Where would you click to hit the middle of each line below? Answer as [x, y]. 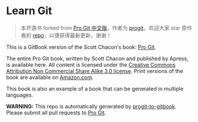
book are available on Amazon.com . [50, 77]
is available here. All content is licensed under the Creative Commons [91, 65]
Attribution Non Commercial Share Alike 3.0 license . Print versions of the [95, 71]
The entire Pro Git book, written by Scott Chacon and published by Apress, [97, 58]
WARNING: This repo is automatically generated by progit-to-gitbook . [91, 106]
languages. [20, 95]
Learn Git [29, 11]
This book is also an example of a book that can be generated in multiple [95, 88]
